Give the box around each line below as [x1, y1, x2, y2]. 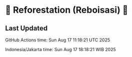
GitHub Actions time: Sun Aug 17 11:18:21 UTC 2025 [5, 37, 111, 43]
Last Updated [5, 24, 48, 32]
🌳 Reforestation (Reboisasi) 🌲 [5, 4, 129, 16]
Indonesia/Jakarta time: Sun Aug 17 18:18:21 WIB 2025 [5, 47, 116, 52]
